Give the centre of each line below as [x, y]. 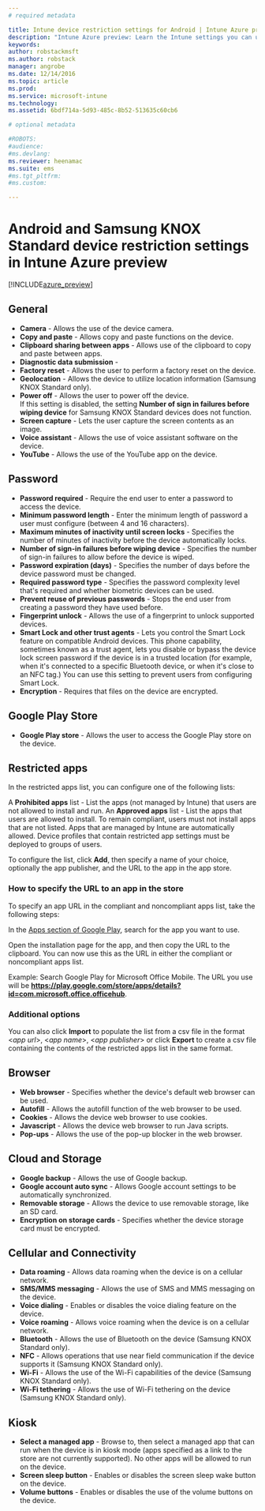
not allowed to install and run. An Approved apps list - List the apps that [125, 811]
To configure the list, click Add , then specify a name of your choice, [118, 860]
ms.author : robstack [42, 59]
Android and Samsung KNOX [105, 229]
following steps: [34, 914]
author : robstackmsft [44, 52]
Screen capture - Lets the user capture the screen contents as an [127, 420]
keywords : [24, 44]
